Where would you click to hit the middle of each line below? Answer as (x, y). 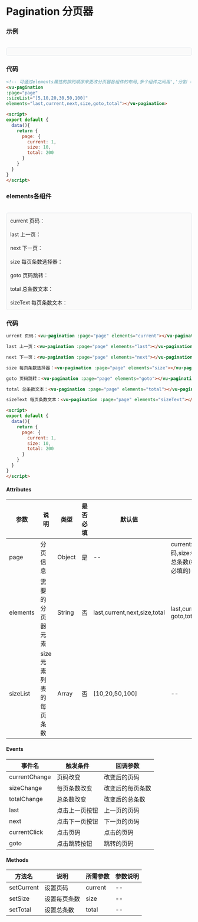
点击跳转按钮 (75, 844)
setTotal (20, 910)
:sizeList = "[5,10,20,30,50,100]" (47, 98)
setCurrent (24, 888)
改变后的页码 (122, 777)
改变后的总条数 (125, 799)
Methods (17, 860)
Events (15, 749)
